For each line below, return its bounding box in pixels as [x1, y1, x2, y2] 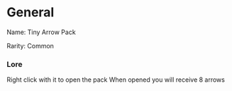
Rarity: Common [6, 41, 55, 50]
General [6, 4, 55, 21]
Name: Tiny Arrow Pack [6, 28, 76, 36]
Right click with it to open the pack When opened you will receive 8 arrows [6, 75, 225, 84]
